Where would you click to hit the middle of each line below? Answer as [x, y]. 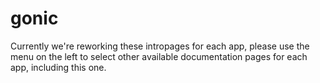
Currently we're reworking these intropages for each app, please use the [160, 46]
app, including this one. [58, 67]
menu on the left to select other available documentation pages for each [159, 56]
